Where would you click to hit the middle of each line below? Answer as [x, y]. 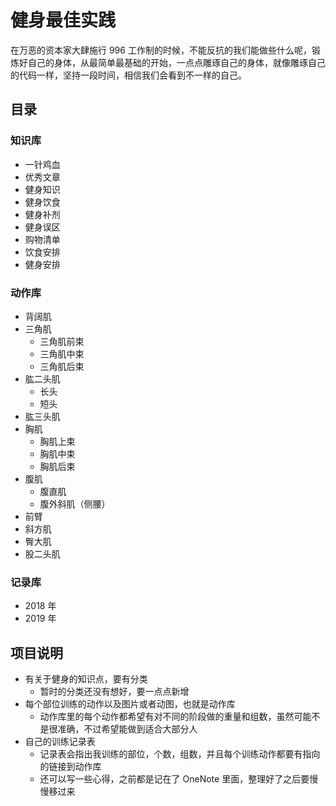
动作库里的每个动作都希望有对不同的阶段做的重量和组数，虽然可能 [175, 717]
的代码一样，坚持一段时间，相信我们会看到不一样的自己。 [128, 75]
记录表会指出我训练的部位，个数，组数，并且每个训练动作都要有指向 [180, 754]
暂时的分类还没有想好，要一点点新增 [114, 692]
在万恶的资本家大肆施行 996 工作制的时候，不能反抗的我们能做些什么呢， [161, 50]
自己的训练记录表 [60, 742]
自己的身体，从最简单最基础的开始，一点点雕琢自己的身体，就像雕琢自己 [176, 62]
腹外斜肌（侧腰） [75, 503]
